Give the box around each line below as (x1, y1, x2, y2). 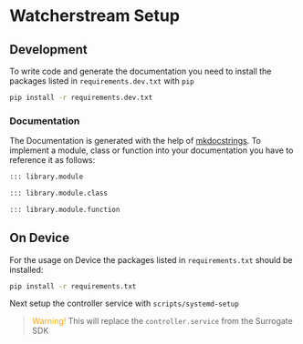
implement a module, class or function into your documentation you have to (9, 145, 294, 156)
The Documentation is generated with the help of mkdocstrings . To (9, 136, 262, 147)
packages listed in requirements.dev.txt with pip (9, 76, 194, 86)
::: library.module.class (9, 188, 108, 198)
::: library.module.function (9, 205, 120, 214)
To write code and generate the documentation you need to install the (9, 66, 272, 76)
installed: (9, 264, 44, 275)
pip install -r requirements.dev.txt (9, 93, 153, 102)
